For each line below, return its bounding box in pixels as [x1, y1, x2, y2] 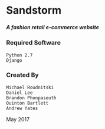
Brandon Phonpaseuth [6, 95, 57, 101]
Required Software [6, 39, 61, 47]
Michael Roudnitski [6, 84, 54, 90]
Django [6, 57, 22, 63]
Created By [6, 71, 40, 79]
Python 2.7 [6, 52, 33, 58]
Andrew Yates [6, 105, 38, 111]
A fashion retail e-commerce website [6, 23, 99, 30]
